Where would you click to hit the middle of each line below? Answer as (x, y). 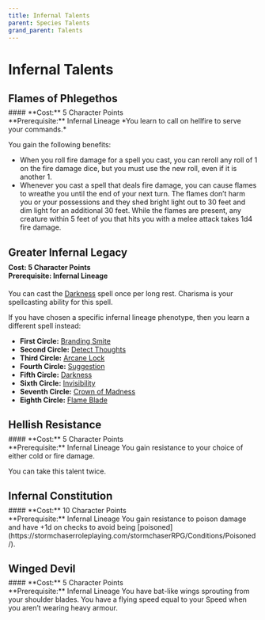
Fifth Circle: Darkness (56, 375)
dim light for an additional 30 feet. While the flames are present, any (130, 211)
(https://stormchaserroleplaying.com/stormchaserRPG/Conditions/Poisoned (132, 535)
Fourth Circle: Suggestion (62, 366)
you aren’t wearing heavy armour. (63, 608)
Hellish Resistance (55, 425)
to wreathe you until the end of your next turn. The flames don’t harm (132, 194)
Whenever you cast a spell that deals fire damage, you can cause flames (138, 185)
